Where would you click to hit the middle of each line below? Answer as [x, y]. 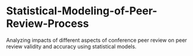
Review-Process [48, 24]
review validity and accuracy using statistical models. [71, 46]
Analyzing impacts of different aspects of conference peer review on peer [96, 40]
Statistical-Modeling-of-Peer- [82, 11]
